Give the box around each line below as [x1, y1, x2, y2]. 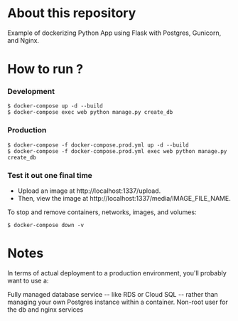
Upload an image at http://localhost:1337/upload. [17, 186, 161, 195]
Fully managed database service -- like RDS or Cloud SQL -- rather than [7, 290, 218, 298]
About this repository [7, 5, 136, 21]
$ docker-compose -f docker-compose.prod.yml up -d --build [7, 141, 190, 149]
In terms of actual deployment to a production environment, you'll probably [7, 268, 227, 277]
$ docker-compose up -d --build [7, 102, 103, 110]
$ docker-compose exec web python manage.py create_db [7, 109, 173, 116]
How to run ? [7, 61, 84, 78]
